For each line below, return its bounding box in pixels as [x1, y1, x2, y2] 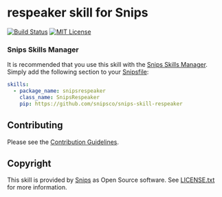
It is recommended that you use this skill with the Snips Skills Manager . [7, 61, 208, 69]
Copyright [7, 157, 52, 169]
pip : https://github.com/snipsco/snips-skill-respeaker [19, 100, 184, 107]
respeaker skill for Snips [7, 5, 149, 21]
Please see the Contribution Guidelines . [7, 138, 119, 146]
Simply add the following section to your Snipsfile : [7, 68, 149, 76]
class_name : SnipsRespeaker [19, 94, 100, 101]
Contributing [7, 119, 63, 132]
